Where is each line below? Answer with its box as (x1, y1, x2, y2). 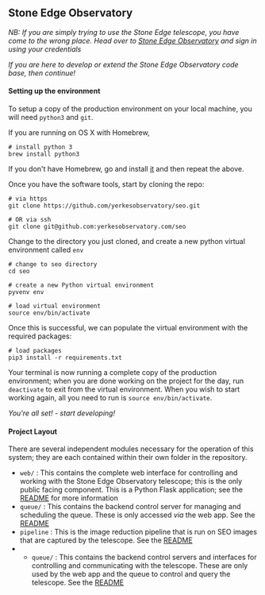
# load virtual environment (8, 302, 102, 311)
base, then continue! (8, 68, 76, 78)
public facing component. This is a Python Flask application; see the (19, 485, 244, 495)
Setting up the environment (8, 87, 101, 96)
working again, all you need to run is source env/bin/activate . (8, 393, 213, 403)
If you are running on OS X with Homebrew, (8, 128, 150, 137)
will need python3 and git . (8, 113, 94, 122)
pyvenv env (8, 288, 44, 296)
